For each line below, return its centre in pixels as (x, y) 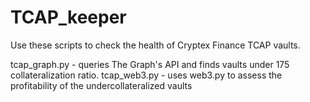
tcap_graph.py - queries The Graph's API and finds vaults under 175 (150, 64)
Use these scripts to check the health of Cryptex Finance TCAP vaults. (155, 45)
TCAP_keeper (68, 17)
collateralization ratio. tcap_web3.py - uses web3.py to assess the (146, 75)
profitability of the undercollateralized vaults (101, 85)
